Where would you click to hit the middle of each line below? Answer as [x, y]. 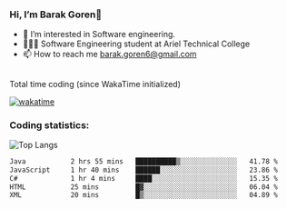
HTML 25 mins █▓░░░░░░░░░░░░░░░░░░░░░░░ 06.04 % [144, 187]
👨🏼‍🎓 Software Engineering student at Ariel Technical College [136, 44]
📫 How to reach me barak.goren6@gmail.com [109, 55]
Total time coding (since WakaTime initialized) [95, 84]
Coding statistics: [49, 124]
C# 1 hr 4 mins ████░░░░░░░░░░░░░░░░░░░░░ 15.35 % [144, 178]
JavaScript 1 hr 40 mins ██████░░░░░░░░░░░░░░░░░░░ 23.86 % [144, 170]
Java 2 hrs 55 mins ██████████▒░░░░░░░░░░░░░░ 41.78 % [144, 161]
